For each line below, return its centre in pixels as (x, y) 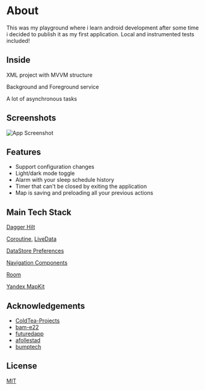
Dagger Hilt (21, 227)
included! (18, 41)
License (22, 366)
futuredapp (29, 333)
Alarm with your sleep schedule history (65, 180)
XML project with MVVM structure (50, 75)
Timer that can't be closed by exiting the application (81, 186)
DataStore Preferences (35, 251)
